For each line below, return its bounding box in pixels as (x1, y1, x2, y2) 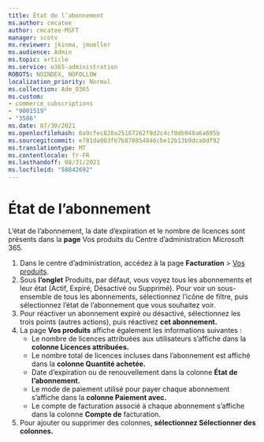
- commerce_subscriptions (8, 100, 93, 108)
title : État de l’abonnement (8, 11, 104, 20)
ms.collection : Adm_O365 (8, 85, 90, 93)
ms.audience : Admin (8, 48, 73, 56)
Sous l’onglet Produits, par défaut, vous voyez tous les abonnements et (19, 274, 252, 285)
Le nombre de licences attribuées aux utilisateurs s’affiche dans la (31, 334, 247, 343)
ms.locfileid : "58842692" (8, 166, 93, 174)
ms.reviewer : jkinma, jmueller (8, 41, 111, 49)
